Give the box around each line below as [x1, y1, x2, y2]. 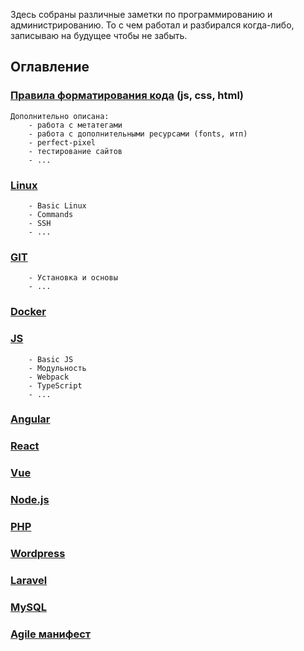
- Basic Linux [28, 200, 87, 211]
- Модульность [28, 363, 87, 373]
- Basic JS [28, 354, 74, 364]
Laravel [10, 573, 48, 587]
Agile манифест [10, 627, 92, 641]
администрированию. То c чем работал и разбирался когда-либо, [10, 19, 295, 31]
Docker [10, 305, 47, 319]
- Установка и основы [28, 273, 118, 283]
